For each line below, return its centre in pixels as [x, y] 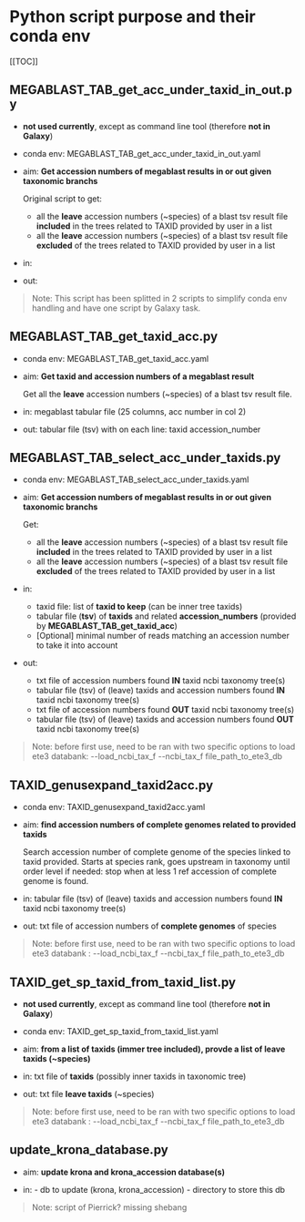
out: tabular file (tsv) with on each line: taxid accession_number [142, 429]
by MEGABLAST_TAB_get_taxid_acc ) [107, 626]
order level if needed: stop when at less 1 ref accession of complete [150, 871]
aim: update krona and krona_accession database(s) [124, 1172]
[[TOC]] [24, 61]
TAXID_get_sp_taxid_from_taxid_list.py [123, 982]
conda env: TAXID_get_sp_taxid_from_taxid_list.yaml [120, 1031]
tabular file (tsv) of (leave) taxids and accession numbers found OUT [165, 719]
